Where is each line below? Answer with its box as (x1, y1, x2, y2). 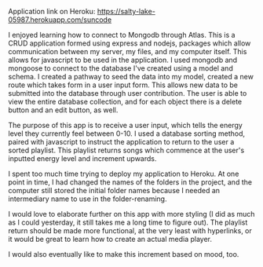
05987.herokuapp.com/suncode (8, 15, 112, 24)
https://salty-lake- (97, 7, 155, 16)
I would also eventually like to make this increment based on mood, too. (8, 250, 239, 258)
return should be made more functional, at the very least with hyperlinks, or (8, 226, 253, 235)
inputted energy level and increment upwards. (8, 154, 157, 163)
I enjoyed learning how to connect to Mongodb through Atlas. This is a (8, 31, 236, 39)
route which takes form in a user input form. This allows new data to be (8, 80, 238, 90)
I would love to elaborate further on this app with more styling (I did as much (8, 210, 255, 218)
